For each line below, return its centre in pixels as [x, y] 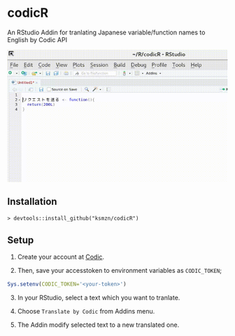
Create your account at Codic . [61, 257]
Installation [32, 202]
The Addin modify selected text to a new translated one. [98, 325]
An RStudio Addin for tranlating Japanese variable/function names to [106, 32]
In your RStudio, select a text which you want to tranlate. [99, 298]
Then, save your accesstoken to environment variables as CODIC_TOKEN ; [120, 271]
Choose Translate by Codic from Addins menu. [86, 311]
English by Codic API [37, 39]
